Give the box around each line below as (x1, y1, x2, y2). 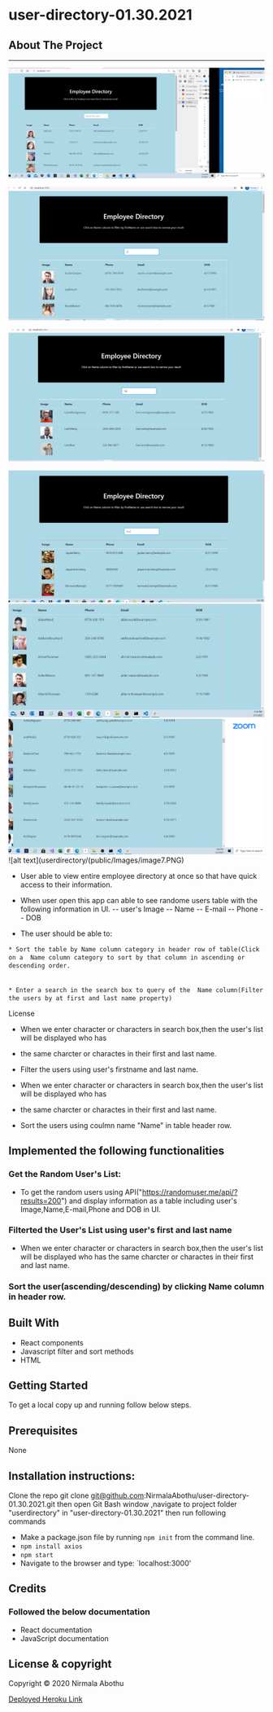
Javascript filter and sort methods (19, 1346, 134, 1356)
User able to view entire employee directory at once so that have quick (19, 871, 258, 880)
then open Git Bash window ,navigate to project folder (56, 1499, 237, 1508)
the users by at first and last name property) (8, 994, 173, 1003)
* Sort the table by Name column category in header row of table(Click (8, 945, 260, 954)
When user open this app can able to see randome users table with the (19, 895, 258, 905)
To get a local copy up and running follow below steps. (8, 1400, 192, 1410)
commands (8, 1517, 46, 1526)
